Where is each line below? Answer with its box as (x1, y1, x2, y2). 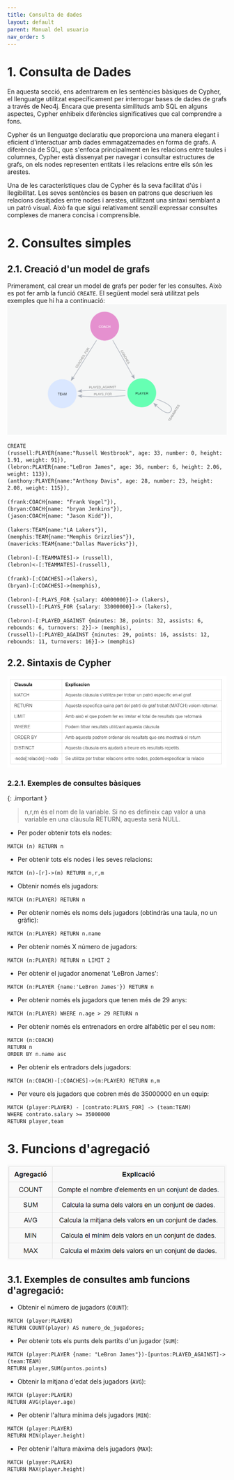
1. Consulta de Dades (7, 64, 132, 80)
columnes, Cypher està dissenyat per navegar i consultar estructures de (7, 153, 214, 161)
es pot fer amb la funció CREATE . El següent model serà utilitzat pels (7, 289, 200, 298)
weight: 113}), (7, 470, 52, 478)
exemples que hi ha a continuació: (7, 297, 106, 305)
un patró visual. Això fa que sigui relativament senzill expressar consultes (7, 203, 218, 212)
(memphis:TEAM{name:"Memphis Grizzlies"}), (7, 533, 136, 541)
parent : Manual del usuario (7, 26, 89, 33)
